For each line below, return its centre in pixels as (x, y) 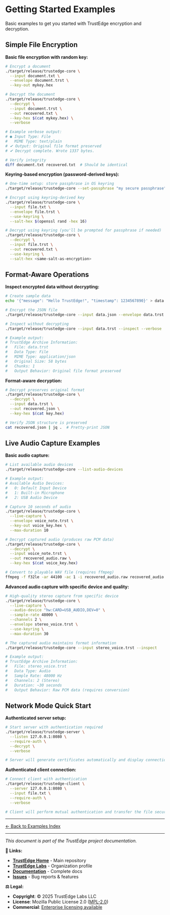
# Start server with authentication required (54, 728)
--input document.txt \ (35, 76)
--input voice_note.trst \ (38, 554)
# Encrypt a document (28, 66)
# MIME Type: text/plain (34, 141)
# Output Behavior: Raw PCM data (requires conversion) (68, 690)
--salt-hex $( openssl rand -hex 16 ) (48, 221)
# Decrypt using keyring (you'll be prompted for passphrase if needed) (83, 230)
